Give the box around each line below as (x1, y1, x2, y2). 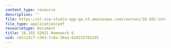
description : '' (5, 12, 40, 17)
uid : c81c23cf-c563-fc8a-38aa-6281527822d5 (5, 35, 99, 40)
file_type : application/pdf (5, 21, 65, 26)
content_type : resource (5, 7, 56, 12)
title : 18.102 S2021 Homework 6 (5, 30, 74, 35)
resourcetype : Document (5, 26, 56, 31)
